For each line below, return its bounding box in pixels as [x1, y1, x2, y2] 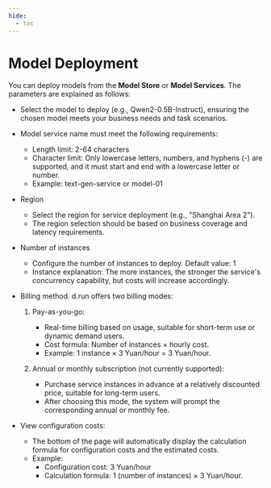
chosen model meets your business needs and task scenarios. [19, 114, 228, 123]
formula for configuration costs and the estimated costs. [31, 445, 219, 455]
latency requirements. [31, 227, 105, 237]
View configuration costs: [19, 421, 106, 431]
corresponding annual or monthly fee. [44, 405, 170, 415]
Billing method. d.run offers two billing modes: [19, 291, 173, 301]
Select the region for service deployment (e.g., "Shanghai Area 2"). [31, 211, 256, 220]
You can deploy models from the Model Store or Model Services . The [8, 81, 242, 90]
